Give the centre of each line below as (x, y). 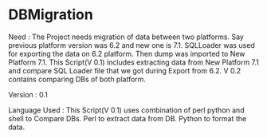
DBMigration (51, 15)
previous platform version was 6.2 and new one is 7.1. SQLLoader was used (132, 45)
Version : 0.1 (28, 94)
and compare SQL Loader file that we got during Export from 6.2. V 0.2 (125, 70)
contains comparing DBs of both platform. (77, 79)
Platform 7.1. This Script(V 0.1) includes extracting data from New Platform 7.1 (133, 62)
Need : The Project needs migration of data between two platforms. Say (126, 37)
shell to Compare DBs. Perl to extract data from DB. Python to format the (128, 118)
